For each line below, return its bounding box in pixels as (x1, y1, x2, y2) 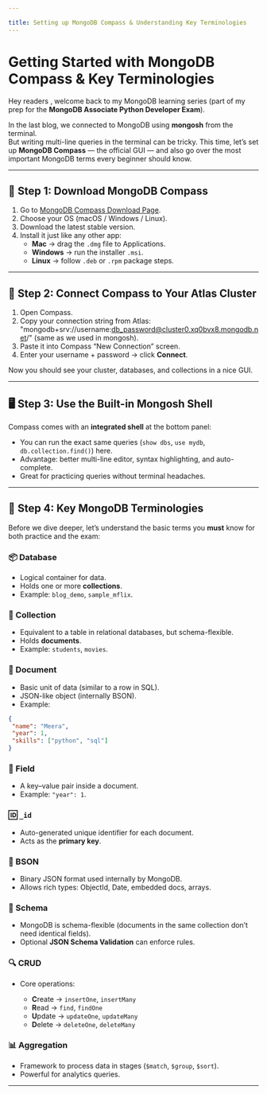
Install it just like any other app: (19, 231, 122, 240)
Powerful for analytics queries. (19, 1069, 121, 1079)
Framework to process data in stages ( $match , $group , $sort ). (19, 1061, 219, 1070)
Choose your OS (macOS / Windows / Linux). (19, 214, 168, 224)
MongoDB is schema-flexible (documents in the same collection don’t (19, 921, 249, 930)
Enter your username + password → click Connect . (19, 350, 188, 360)
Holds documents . (19, 636, 82, 645)
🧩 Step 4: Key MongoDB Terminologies (8, 502, 204, 516)
